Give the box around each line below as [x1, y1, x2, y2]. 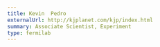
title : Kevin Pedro [7, 10, 67, 17]
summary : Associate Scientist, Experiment [7, 23, 132, 30]
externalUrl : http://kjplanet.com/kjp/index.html [7, 17, 154, 23]
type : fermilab [7, 29, 51, 37]
